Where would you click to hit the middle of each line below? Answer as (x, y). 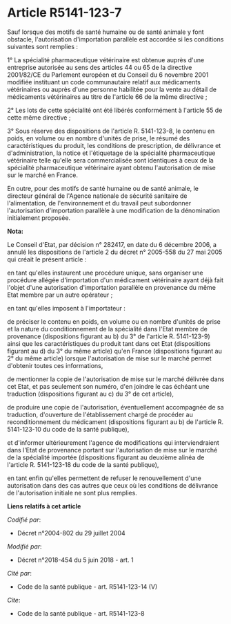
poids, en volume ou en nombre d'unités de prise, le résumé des (99, 138)
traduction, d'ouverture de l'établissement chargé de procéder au (100, 414)
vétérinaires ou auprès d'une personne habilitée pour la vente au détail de (112, 89)
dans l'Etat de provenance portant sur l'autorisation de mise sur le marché (112, 450)
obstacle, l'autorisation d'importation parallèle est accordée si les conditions (115, 39)
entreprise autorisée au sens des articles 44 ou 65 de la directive (100, 67)
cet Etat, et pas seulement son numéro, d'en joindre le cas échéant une (108, 386)
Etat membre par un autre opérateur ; (60, 295)
